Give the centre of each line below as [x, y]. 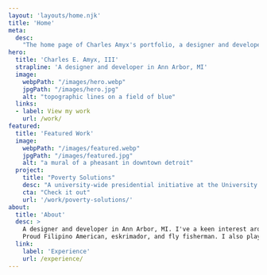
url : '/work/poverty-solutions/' [78, 200]
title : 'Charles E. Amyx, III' [67, 60]
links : [26, 104]
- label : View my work [53, 112]
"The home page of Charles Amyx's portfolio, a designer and [126, 45]
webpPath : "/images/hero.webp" [74, 82]
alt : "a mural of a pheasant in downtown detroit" [108, 163]
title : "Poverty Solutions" [69, 178]
